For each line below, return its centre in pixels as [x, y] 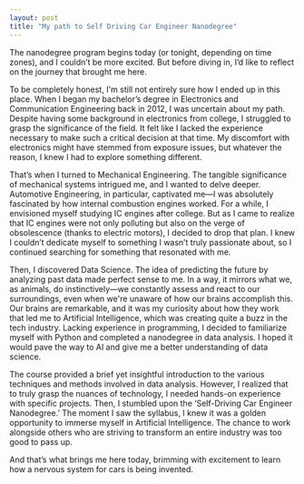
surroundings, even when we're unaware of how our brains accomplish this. [151, 298]
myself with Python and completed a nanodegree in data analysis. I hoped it [151, 337]
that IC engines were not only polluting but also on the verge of [127, 223]
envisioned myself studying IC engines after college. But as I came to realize [152, 213]
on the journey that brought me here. [78, 71]
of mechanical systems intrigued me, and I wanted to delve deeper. [135, 184]
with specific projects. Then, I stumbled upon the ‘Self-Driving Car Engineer [151, 403]
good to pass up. [41, 441]
